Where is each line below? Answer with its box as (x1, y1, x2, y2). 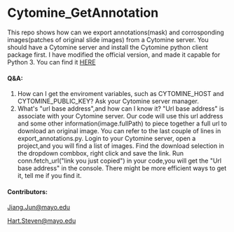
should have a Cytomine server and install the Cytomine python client (7, 43, 208, 51)
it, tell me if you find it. (17, 172, 82, 180)
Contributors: (7, 187, 48, 196)
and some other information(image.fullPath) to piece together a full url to (17, 119, 228, 128)
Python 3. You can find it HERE (7, 57, 96, 66)
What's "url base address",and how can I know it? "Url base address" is (17, 104, 224, 113)
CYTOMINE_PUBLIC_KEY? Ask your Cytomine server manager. (17, 97, 200, 106)
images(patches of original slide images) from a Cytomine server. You (7, 35, 209, 43)
